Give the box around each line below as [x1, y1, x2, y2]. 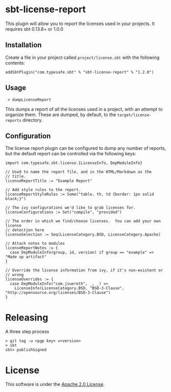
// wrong [5, 272, 24, 278]
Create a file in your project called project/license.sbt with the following [5, 54, 160, 60]
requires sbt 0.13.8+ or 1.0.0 [5, 26, 64, 32]
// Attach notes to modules [5, 241, 65, 246]
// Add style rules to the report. [5, 188, 81, 193]
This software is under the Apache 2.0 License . [5, 381, 105, 387]
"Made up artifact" [5, 255, 47, 260]
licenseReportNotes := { [5, 245, 58, 251]
